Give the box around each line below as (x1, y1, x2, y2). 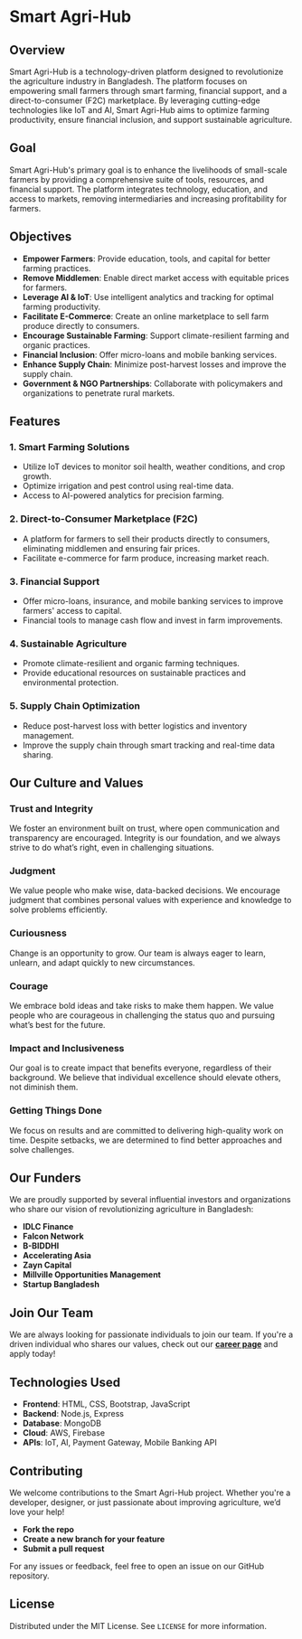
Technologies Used (9, 1374, 120, 1389)
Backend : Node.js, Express (22, 1408, 125, 1419)
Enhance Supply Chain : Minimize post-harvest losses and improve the (22, 359, 287, 370)
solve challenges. (9, 1144, 75, 1154)
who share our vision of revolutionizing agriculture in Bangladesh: (9, 1204, 254, 1215)
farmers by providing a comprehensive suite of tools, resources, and (9, 174, 265, 184)
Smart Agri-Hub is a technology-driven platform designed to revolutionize (9, 66, 284, 77)
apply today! (9, 1349, 56, 1360)
